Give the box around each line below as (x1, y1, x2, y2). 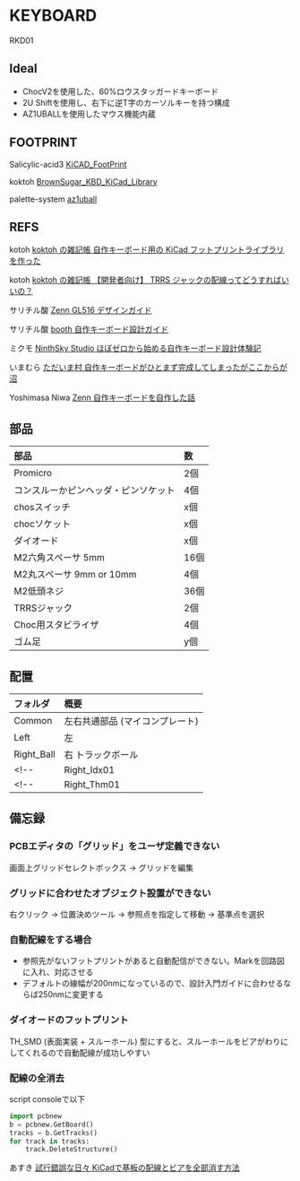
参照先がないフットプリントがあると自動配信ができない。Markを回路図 (21, 956, 285, 967)
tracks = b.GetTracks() (9, 1128, 99, 1137)
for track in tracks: (9, 1136, 90, 1146)
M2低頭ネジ (13, 585, 64, 597)
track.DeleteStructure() (25, 1145, 118, 1154)
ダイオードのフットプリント (9, 1014, 129, 1027)
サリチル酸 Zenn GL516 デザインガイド (9, 305, 152, 316)
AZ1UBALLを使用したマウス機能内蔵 (21, 109, 157, 119)
